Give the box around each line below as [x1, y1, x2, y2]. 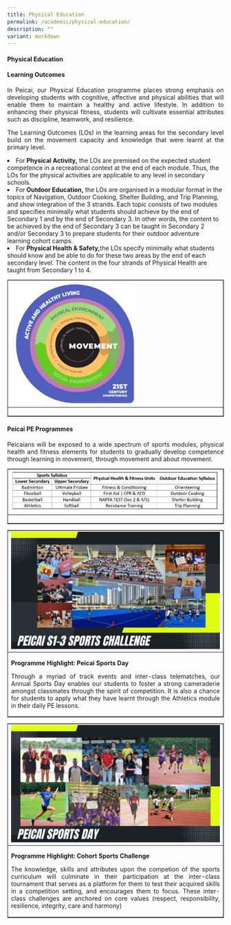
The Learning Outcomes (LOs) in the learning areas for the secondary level [7, 129, 224, 137]
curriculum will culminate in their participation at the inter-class [11, 873, 220, 881]
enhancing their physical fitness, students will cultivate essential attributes [7, 108, 224, 116]
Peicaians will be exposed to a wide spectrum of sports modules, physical [7, 440, 224, 448]
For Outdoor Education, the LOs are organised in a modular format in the [16, 186, 223, 194]
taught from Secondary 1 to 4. [7, 266, 91, 274]
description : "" [7, 25, 54, 32]
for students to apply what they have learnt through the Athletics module [11, 694, 220, 702]
